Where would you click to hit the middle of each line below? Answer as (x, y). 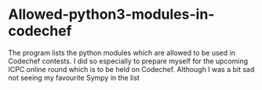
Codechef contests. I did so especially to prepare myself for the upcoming (128, 61)
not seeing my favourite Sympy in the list (74, 77)
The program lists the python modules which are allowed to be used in (122, 52)
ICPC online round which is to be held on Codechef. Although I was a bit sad (131, 69)
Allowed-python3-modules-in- (111, 14)
